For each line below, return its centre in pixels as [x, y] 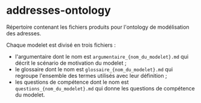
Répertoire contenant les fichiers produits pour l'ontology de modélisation [98, 27]
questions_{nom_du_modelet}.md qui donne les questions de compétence [105, 88]
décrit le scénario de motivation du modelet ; [71, 63]
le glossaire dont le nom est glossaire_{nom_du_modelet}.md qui [94, 69]
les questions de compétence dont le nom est [72, 82]
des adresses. [24, 33]
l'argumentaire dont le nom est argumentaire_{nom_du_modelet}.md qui [102, 56]
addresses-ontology [59, 10]
